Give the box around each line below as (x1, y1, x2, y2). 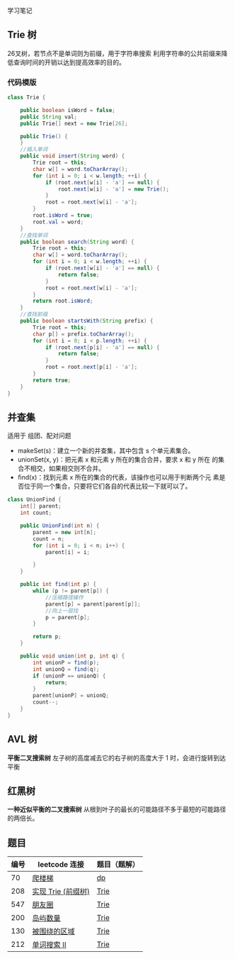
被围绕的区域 (32, 926, 76, 936)
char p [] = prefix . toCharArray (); (33, 331, 134, 338)
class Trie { (7, 94, 46, 101)
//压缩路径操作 (45, 594, 84, 601)
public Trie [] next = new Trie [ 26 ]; (20, 120, 129, 127)
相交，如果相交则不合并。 (30, 464, 105, 473)
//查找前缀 (20, 311, 48, 318)
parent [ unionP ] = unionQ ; (33, 692, 110, 699)
